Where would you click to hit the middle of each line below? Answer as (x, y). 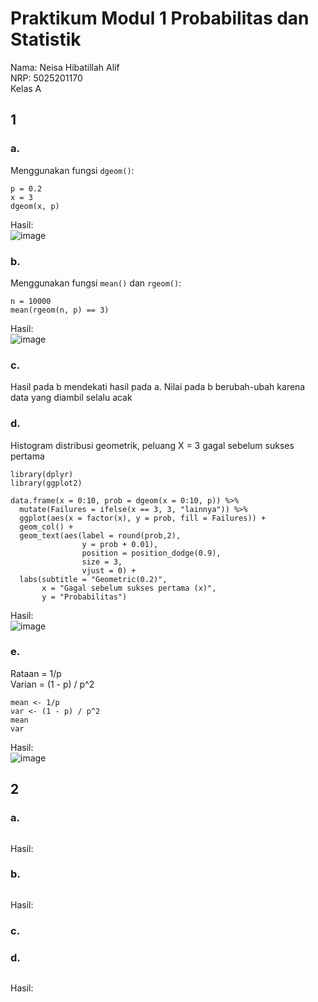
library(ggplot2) (46, 483)
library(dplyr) (42, 474)
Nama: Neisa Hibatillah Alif (65, 67)
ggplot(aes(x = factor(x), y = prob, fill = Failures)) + (143, 518)
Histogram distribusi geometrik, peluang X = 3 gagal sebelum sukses (152, 445)
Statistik (46, 39)
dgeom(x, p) (35, 206)
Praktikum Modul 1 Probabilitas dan (160, 18)
